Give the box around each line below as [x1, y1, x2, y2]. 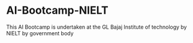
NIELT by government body [6, 29, 74, 36]
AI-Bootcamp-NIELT [6, 4, 109, 17]
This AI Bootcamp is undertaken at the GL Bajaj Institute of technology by [6, 23, 187, 30]
